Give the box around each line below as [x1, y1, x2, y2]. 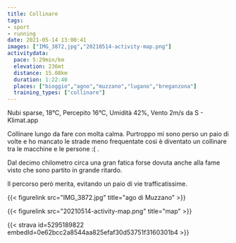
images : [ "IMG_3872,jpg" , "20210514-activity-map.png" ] [7, 43, 172, 50]
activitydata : [7, 50, 49, 57]
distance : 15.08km [13, 69, 68, 76]
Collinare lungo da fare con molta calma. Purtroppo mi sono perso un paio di [7, 130, 229, 138]
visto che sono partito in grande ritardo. [7, 166, 123, 174]
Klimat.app [7, 116, 39, 124]
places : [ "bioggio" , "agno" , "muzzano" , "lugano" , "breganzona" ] [13, 83, 197, 90]
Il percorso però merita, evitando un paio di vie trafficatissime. [7, 179, 188, 188]
